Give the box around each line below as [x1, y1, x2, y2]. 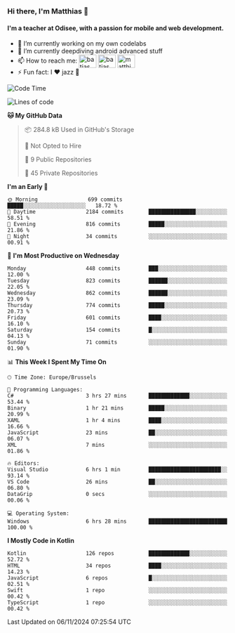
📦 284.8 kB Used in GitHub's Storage [24, 126, 135, 134]
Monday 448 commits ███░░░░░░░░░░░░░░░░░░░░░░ [7, 265, 228, 273]
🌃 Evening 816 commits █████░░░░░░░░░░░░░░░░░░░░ [7, 221, 228, 228]
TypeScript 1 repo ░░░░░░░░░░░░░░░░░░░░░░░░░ [7, 599, 228, 606]
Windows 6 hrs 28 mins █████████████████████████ [7, 518, 228, 526]
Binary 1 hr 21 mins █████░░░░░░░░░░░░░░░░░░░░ [7, 405, 228, 412]
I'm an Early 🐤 [7, 183, 48, 191]
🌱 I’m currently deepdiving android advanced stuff [17, 47, 163, 56]
